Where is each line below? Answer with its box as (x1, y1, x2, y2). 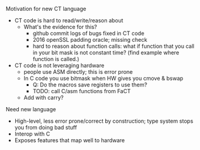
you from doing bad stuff (14, 124, 77, 131)
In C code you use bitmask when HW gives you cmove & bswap (23, 75, 184, 82)
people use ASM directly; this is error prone (23, 68, 133, 75)
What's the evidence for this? (23, 24, 98, 30)
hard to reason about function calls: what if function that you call (32, 42, 195, 50)
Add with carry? (23, 94, 64, 101)
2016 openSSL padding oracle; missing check (32, 36, 148, 43)
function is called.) (32, 56, 80, 62)
